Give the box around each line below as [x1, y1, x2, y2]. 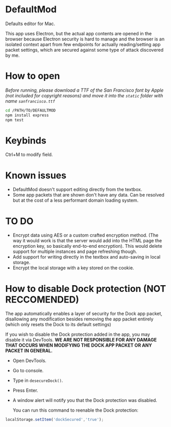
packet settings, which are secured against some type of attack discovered [5, 47, 164, 53]
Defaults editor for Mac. [5, 20, 55, 27]
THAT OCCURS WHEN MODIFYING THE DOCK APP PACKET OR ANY [5, 342, 152, 349]
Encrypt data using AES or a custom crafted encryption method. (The [12, 232, 159, 239]
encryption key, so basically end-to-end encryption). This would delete [12, 243, 162, 249]
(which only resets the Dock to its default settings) [5, 322, 111, 328]
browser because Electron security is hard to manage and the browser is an [5, 36, 165, 42]
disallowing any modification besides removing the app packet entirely [5, 316, 154, 322]
